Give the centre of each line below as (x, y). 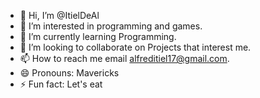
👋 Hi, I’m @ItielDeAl (59, 15)
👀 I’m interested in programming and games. (111, 26)
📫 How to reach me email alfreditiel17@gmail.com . (124, 58)
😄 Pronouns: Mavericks (69, 73)
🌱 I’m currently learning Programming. (98, 36)
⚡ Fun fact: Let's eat (61, 84)
